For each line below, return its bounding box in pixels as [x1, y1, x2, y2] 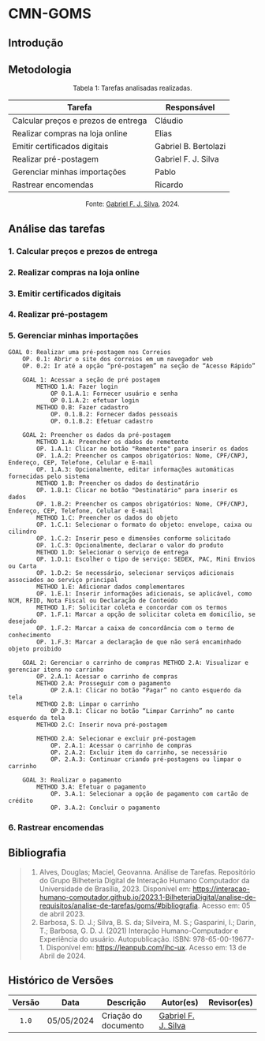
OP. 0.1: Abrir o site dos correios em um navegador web [22, 355, 214, 363]
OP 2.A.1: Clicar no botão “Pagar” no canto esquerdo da [50, 686, 242, 694]
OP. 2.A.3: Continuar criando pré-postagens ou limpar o [50, 755, 242, 763]
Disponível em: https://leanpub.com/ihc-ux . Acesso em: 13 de [46, 942, 247, 952]
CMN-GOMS [8, 5, 92, 23]
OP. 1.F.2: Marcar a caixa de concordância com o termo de [36, 624, 235, 632]
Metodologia [8, 62, 73, 76]
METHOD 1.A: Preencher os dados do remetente [36, 438, 189, 446]
